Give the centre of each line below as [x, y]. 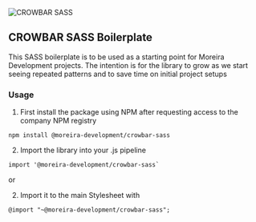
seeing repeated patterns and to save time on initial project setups [118, 74]
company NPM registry [58, 121]
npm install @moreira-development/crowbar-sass [89, 135]
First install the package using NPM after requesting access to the [129, 112]
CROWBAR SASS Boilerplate [80, 37]
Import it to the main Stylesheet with [80, 196]
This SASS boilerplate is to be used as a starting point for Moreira [116, 57]
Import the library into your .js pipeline [83, 150]
